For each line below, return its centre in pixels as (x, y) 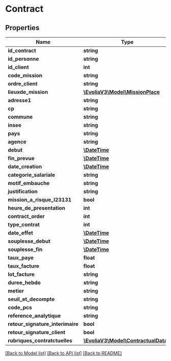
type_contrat (24, 225)
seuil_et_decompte (31, 299)
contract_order (26, 216)
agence (17, 142)
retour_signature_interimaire (43, 324)
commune (20, 117)
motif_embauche (29, 183)
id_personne (23, 59)
